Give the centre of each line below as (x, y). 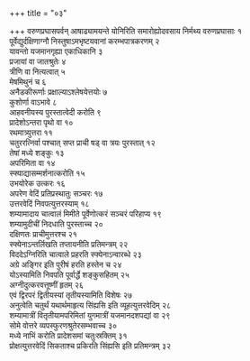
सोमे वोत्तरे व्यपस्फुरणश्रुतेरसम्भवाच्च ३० (63, 325)
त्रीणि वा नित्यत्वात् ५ (37, 72)
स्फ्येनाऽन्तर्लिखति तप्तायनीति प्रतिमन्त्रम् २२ (69, 244)
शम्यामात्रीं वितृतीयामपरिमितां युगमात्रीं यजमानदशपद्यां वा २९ (90, 315)
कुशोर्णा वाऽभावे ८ (33, 102)
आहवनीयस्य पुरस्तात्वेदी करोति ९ (55, 112)
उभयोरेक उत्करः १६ (37, 183)
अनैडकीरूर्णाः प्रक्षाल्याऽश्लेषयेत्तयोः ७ (58, 92)
